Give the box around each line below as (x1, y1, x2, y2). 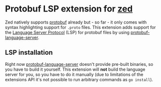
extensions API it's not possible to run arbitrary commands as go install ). (5, 76, 153, 82)
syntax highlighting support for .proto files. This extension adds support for (5, 24, 156, 30)
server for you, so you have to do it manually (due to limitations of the (5, 71, 144, 77)
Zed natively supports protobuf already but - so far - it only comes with (5, 19, 147, 25)
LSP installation (5, 49, 53, 57)
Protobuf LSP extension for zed (5, 3, 133, 14)
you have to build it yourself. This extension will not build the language (5, 66, 146, 72)
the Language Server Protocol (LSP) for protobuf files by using (5, 29, 130, 35)
